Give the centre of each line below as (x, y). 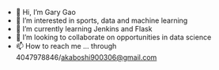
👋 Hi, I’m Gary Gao (46, 12)
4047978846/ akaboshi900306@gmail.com (86, 57)
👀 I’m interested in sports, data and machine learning (102, 20)
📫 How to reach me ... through (66, 46)
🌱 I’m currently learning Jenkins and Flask (84, 29)
